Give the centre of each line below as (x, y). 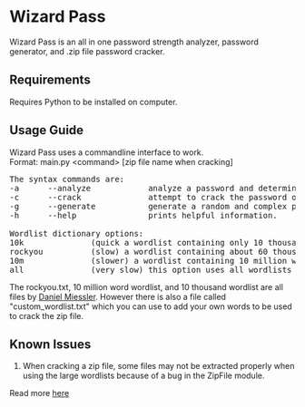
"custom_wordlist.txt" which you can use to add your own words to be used (151, 306)
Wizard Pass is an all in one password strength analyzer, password (134, 42)
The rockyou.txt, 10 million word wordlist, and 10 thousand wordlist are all (147, 286)
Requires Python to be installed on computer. (93, 102)
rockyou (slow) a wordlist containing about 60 (139, 252)
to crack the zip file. (47, 315)
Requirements (50, 80)
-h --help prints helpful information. (144, 215)
